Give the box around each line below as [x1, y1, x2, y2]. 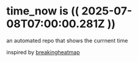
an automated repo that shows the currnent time [6, 37, 128, 44]
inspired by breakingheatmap [6, 48, 81, 55]
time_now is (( [6, 4, 79, 18]
